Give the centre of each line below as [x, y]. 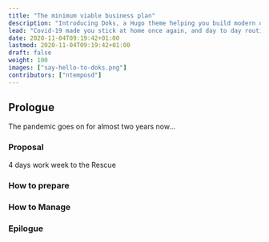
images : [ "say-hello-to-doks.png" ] [68, 68]
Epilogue [26, 228]
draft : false [30, 53]
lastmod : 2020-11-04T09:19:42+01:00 [69, 46]
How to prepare [39, 185]
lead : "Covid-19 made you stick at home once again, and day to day [125, 30]
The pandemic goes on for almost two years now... [92, 127]
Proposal [26, 147]
